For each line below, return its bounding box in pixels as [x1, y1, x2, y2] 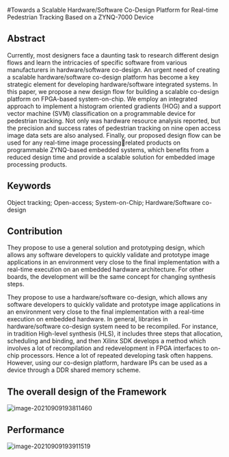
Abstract [7, 33, 46, 45]
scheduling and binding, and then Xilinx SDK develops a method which [7, 337, 206, 345]
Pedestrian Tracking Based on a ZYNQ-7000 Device [7, 13, 154, 21]
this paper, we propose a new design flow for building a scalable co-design [7, 87, 219, 95]
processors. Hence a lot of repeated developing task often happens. [21, 351, 213, 360]
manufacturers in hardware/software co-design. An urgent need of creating [7, 65, 220, 74]
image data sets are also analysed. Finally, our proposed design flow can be [7, 131, 221, 139]
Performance [7, 424, 65, 436]
